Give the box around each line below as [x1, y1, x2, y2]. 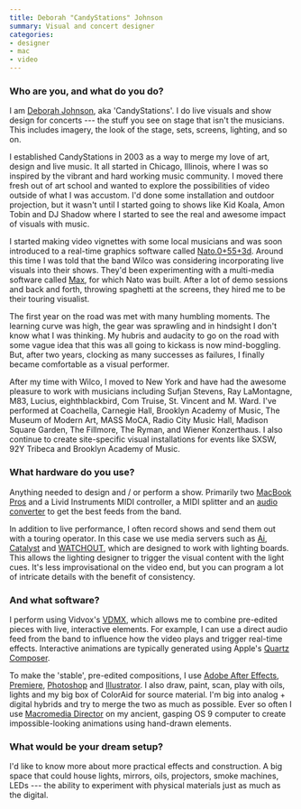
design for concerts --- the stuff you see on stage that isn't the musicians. [9, 115, 286, 126]
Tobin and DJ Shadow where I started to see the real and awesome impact [9, 209, 287, 220]
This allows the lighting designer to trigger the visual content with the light [9, 552, 285, 563]
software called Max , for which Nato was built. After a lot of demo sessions [9, 274, 288, 285]
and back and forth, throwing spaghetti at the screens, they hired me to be [9, 284, 286, 295]
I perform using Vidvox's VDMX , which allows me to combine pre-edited [9, 614, 278, 625]
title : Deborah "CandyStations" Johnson [9, 13, 164, 23]
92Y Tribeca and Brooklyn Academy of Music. [9, 444, 180, 455]
